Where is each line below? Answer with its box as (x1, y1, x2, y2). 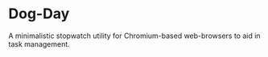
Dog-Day (8, 5, 70, 23)
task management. (8, 39, 70, 48)
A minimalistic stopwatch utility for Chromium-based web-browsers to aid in (8, 31, 261, 40)
